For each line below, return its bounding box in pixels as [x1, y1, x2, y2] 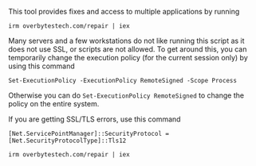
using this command [8, 61, 76, 71]
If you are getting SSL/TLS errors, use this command [8, 114, 181, 124]
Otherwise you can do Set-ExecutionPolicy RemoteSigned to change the [8, 91, 245, 100]
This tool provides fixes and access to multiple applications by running [8, 7, 240, 16]
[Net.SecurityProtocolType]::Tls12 [8, 137, 127, 145]
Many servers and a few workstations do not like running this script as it [8, 36, 245, 45]
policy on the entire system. [8, 99, 100, 108]
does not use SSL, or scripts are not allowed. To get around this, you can [8, 44, 247, 54]
